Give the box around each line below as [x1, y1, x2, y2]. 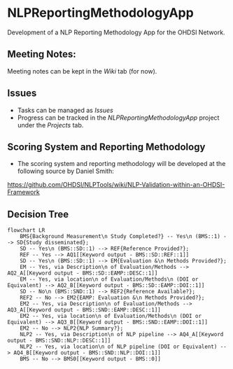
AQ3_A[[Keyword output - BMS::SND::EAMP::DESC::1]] [7, 307, 161, 314]
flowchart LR [7, 227, 45, 234]
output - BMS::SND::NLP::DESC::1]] [7, 337, 111, 344]
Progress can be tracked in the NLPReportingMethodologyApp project [17, 113, 220, 122]
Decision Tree [7, 208, 69, 220]
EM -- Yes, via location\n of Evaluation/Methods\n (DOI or [20, 276, 199, 283]
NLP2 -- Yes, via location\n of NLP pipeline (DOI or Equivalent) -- [20, 343, 227, 351]
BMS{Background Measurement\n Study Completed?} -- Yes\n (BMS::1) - [20, 233, 227, 240]
